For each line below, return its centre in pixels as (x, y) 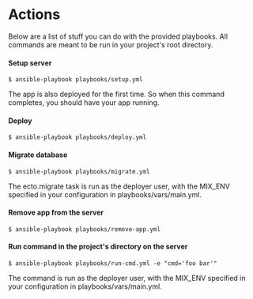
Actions (34, 15)
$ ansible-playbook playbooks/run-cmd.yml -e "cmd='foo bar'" (113, 263)
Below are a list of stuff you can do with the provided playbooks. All (118, 36)
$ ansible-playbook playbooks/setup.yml (76, 80)
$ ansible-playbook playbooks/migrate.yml (79, 171)
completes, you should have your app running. (84, 103)
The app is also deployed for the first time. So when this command (117, 94)
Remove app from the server (56, 213)
